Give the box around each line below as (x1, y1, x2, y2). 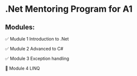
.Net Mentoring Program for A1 (5, 3, 133, 15)
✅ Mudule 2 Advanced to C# (5, 46, 64, 51)
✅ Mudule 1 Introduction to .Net (5, 36, 69, 42)
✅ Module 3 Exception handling (5, 55, 69, 61)
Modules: (5, 23, 35, 31)
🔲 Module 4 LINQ (5, 65, 40, 71)
